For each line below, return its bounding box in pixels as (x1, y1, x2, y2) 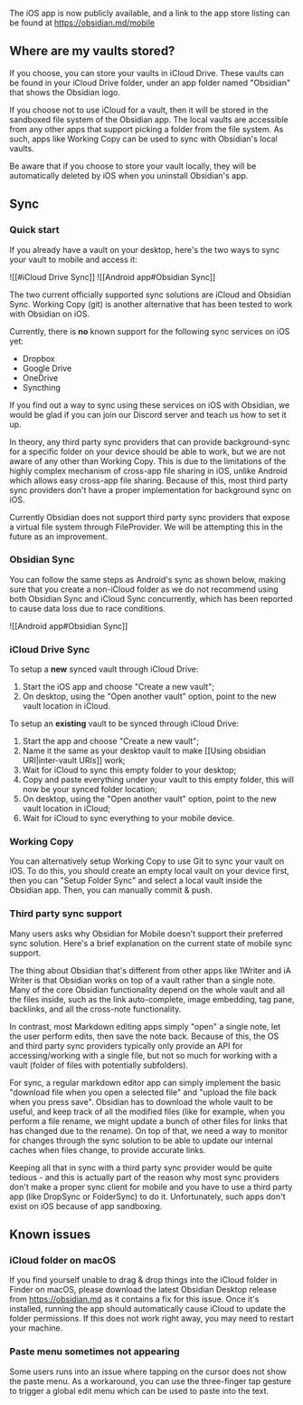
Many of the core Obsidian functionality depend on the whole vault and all (9, 983, 285, 995)
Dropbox (22, 353, 56, 363)
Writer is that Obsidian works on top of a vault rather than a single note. (9, 974, 276, 985)
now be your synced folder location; (22, 784, 158, 795)
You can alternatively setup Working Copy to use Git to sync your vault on (9, 856, 285, 867)
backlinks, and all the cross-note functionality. (9, 1003, 182, 1014)
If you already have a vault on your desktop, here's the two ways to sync (9, 244, 280, 255)
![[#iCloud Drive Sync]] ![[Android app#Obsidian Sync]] (9, 271, 216, 282)
